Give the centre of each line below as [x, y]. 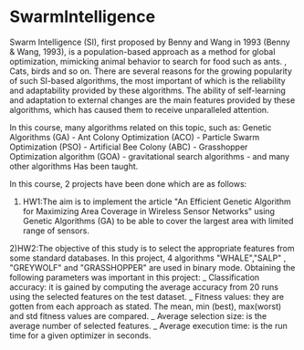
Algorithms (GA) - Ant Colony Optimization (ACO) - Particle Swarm [135, 137]
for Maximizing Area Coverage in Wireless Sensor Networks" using [149, 211]
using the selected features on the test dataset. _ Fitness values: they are [147, 296]
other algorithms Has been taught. [74, 166]
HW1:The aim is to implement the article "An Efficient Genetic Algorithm [157, 201]
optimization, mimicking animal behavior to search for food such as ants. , [148, 61]
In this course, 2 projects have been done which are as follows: [128, 183]
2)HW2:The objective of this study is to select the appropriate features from [152, 248]
